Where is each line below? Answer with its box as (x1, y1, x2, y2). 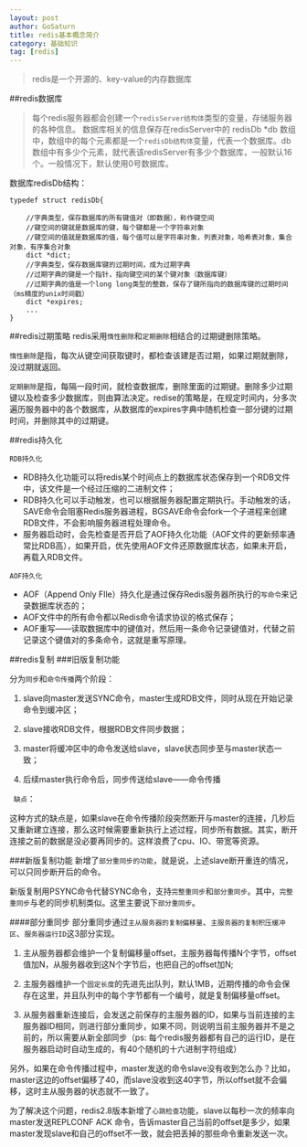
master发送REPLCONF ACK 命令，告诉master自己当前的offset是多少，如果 (9, 1117, 291, 1128)
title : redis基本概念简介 (9, 30, 101, 39)
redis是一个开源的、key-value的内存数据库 (31, 74, 192, 85)
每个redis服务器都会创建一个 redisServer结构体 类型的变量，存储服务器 (31, 112, 292, 123)
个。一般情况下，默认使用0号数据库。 (31, 158, 174, 169)
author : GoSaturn (9, 22, 76, 31)
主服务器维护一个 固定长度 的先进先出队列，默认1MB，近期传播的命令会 (22, 979, 282, 990)
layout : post (9, 13, 59, 23)
